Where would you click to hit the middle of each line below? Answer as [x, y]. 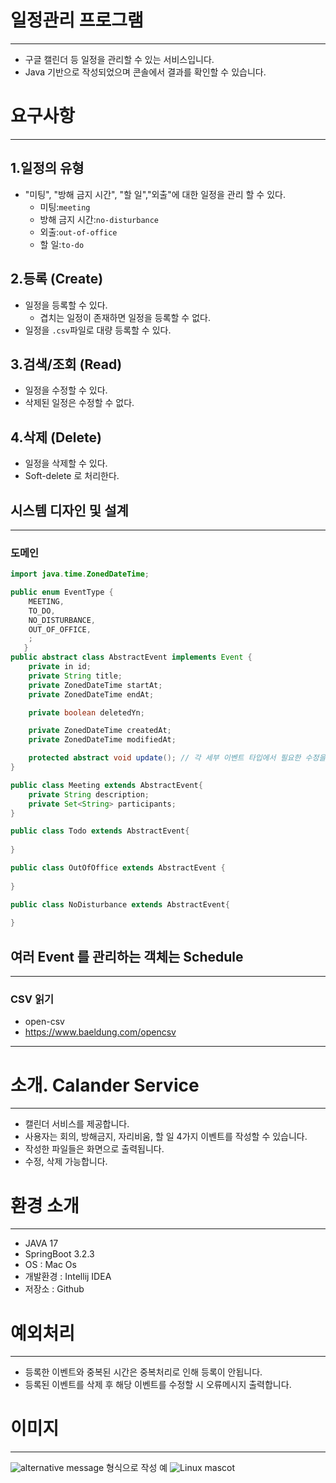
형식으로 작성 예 [137, 1468]
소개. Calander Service [105, 1085]
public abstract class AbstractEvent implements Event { [131, 657]
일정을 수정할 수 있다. [66, 390]
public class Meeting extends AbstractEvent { [106, 785]
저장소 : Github [54, 1289]
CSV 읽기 [32, 999]
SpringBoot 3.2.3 [59, 1254]
